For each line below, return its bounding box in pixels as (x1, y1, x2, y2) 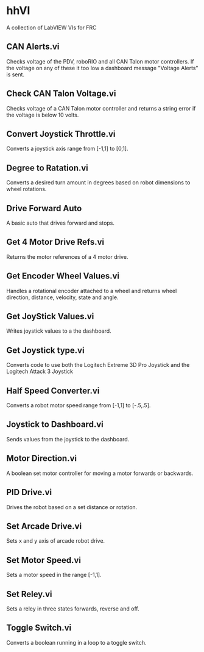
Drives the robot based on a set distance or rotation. (6, 503, 138, 510)
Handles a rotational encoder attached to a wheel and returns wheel (6, 287, 177, 294)
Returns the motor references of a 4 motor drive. (6, 253, 128, 260)
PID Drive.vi (6, 487, 52, 498)
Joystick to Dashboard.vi (6, 419, 104, 430)
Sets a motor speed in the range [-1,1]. (6, 571, 102, 579)
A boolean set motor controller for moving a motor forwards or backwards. (6, 469, 194, 477)
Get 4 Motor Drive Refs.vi (6, 237, 105, 247)
